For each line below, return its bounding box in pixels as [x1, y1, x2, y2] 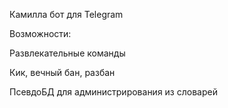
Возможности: [9, 28, 72, 39]
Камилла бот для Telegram [9, 9, 124, 20]
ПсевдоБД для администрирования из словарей [9, 86, 218, 98]
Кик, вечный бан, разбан [9, 67, 116, 78]
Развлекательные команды [9, 47, 126, 59]
